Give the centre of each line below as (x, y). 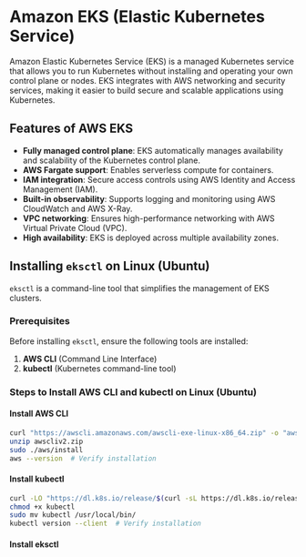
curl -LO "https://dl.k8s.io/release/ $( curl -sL (103, 498)
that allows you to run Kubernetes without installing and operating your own (151, 71)
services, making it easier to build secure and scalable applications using (147, 90)
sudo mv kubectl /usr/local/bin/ (73, 515)
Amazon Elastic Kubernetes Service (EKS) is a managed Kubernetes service (152, 61)
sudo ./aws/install (46, 450)
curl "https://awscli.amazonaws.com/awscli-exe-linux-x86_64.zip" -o (144, 433)
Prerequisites (40, 321)
